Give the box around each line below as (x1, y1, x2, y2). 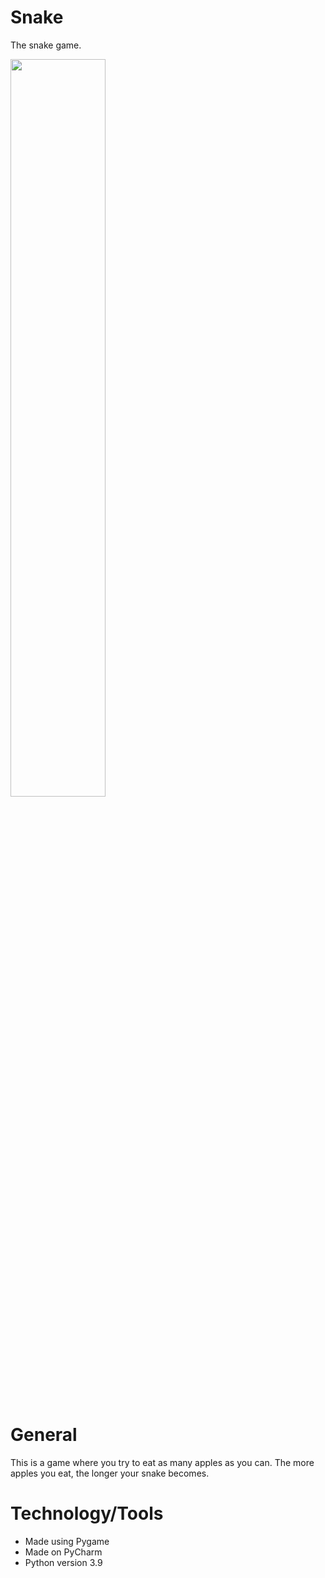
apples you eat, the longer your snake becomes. (10, 1467, 210, 1479)
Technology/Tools (10, 1502, 164, 1525)
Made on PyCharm (24, 1546, 103, 1558)
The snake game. (10, 39, 82, 51)
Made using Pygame (24, 1535, 110, 1547)
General (10, 1424, 78, 1446)
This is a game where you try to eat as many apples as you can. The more (10, 1456, 315, 1468)
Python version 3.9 (24, 1556, 103, 1568)
